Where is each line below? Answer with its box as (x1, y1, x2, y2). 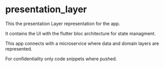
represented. (5, 46, 33, 52)
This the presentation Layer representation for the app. (5, 20, 121, 27)
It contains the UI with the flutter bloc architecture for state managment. (5, 30, 156, 36)
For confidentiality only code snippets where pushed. (5, 55, 117, 62)
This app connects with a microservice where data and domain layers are (5, 40, 159, 47)
